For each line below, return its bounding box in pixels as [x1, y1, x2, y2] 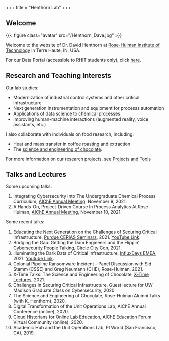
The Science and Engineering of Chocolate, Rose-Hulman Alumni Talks [13, 293, 160, 299]
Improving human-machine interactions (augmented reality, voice [13, 116, 149, 122]
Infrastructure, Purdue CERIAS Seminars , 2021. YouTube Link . [13, 234, 141, 240]
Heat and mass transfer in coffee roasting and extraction [13, 141, 130, 147]
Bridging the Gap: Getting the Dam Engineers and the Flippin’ [13, 240, 140, 246]
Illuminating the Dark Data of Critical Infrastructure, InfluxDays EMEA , [13, 250, 157, 256]
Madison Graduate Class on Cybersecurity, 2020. [13, 287, 116, 293]
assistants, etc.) [13, 121, 46, 127]
